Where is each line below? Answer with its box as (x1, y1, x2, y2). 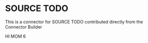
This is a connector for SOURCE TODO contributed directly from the (5, 19, 143, 25)
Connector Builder (5, 24, 42, 29)
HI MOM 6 (5, 33, 26, 39)
